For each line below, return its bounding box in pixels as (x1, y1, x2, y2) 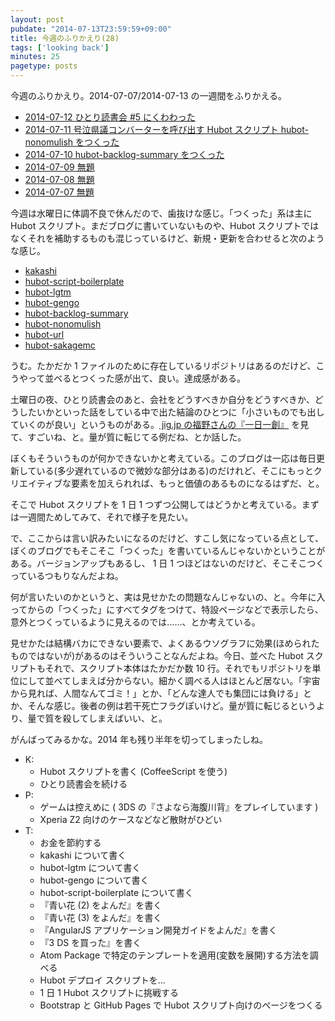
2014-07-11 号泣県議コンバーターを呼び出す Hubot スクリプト (24, 124, 279, 135)
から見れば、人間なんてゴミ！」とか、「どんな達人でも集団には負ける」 (10, 687, 304, 699)
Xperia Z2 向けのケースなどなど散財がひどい (39, 814, 223, 825)
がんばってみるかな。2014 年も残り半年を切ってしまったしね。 (10, 734, 269, 745)
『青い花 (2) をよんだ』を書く (39, 899, 163, 911)
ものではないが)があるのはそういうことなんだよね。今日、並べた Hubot (10, 650, 304, 661)
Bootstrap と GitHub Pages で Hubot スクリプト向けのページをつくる (39, 999, 323, 1011)
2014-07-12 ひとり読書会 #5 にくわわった (24, 111, 196, 123)
